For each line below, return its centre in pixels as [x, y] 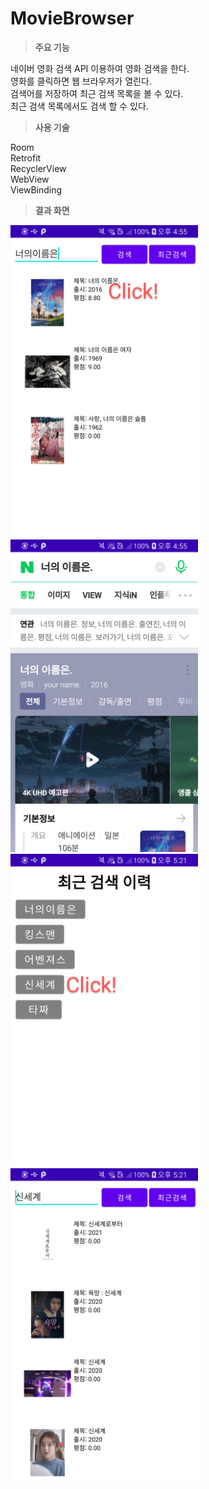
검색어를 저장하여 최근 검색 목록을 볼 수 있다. [97, 93]
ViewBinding [36, 189]
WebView [30, 179]
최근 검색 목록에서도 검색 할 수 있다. [79, 106]
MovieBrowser [72, 18]
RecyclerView [38, 168]
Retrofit [26, 158]
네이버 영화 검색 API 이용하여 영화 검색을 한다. [100, 68]
